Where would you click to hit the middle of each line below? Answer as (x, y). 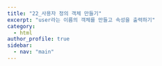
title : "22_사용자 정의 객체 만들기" (55, 13)
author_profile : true (39, 39)
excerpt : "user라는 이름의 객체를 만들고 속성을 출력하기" (81, 20)
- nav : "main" (34, 52)
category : (22, 26)
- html (23, 33)
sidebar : (20, 45)
